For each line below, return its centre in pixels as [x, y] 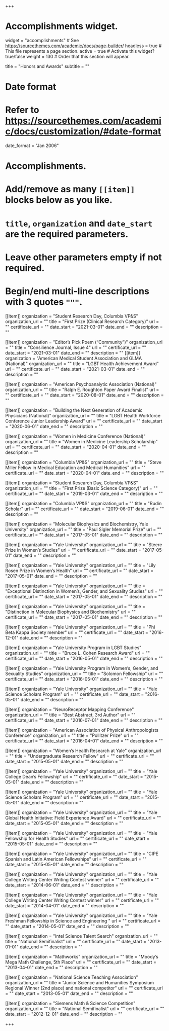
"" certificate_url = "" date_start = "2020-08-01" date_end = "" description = [84, 395]
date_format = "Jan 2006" [32, 146]
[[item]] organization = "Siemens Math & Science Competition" [70, 1003]
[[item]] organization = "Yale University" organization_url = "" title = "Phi [80, 627]
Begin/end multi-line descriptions [77, 291]
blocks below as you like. [59, 200]
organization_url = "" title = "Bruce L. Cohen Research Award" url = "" [78, 653]
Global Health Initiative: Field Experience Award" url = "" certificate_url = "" [83, 817]
